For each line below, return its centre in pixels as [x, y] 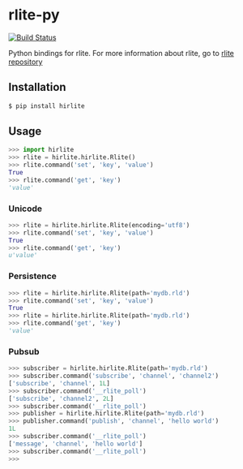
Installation [37, 87]
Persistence [32, 276]
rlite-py [34, 15]
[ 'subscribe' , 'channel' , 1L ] [60, 383]
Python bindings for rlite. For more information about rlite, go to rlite [122, 53]
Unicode [26, 209]
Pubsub [24, 351]
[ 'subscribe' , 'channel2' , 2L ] [61, 398]
